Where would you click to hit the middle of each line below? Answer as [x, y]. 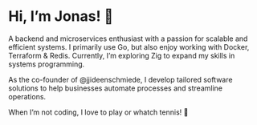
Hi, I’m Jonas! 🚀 [61, 16]
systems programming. [47, 64]
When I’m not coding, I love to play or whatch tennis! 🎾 [98, 112]
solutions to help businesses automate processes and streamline [116, 88]
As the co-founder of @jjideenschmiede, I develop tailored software [120, 79]
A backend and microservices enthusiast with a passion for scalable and [128, 38]
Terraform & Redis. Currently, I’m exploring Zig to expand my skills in [122, 55]
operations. [27, 96]
